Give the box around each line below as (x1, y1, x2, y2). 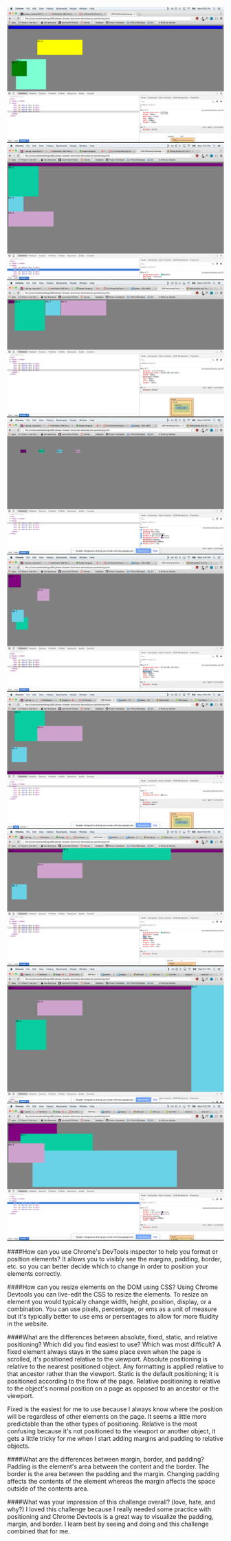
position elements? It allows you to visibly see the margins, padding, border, (7, 1255, 222, 1263)
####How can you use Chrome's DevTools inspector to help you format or (7, 1248, 219, 1256)
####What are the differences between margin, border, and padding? (7, 1455, 204, 1463)
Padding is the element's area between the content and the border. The (7, 1462, 210, 1471)
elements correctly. (7, 1270, 62, 1277)
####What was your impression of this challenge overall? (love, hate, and (7, 1498, 216, 1506)
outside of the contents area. (7, 1484, 89, 1493)
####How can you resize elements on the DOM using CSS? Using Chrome (7, 1283, 219, 1291)
